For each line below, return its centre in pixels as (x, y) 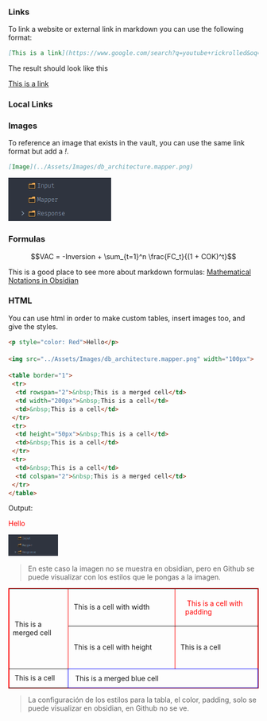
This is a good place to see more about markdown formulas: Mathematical (130, 272)
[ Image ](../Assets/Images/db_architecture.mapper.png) (101, 167)
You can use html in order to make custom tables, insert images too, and (127, 318)
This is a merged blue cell (117, 678)
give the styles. (33, 326)
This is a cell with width (112, 607)
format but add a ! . (39, 151)
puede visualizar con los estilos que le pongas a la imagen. (124, 577)
